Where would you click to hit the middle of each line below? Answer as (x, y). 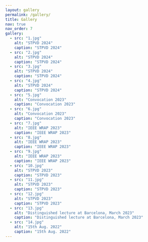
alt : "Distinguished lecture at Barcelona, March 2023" (75, 213)
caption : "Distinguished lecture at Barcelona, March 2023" (79, 218)
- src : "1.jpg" (26, 39)
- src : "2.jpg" (26, 52)
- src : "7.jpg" (26, 123)
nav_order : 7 (19, 29)
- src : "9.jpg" (26, 152)
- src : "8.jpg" (26, 137)
